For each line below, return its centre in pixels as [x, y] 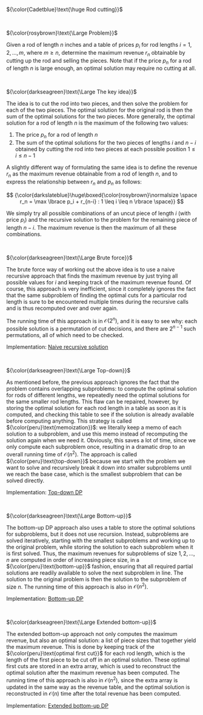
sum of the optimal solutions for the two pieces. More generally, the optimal [101, 117]
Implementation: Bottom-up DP [45, 599]
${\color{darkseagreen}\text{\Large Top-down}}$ [68, 370]
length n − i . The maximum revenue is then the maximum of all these [92, 227]
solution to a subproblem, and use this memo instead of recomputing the [97, 434]
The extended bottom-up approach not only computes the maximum [92, 634]
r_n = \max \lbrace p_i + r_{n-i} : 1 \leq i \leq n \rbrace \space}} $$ [102, 201]
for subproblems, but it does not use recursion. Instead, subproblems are [98, 534]
